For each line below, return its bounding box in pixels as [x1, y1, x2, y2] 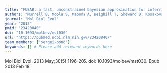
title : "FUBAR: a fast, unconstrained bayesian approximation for [5, 7, 146, 12]
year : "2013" [5, 21, 32, 26]
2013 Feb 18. [5, 63, 31, 69]
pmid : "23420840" [5, 26, 41, 31]
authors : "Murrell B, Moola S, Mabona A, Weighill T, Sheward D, [5, 12, 143, 17]
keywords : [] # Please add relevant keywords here [5, 44, 112, 49]
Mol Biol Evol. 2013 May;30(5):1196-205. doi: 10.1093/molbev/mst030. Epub [5, 58, 160, 64]
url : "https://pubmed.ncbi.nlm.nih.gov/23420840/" [5, 35, 112, 40]
